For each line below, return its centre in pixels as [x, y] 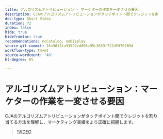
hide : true [16, 32]
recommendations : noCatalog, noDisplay [45, 41]
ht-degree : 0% [19, 60]
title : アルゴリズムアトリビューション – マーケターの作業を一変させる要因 [72, 10]
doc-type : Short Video [28, 19]
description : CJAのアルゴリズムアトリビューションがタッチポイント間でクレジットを [80, 14]
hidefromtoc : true [24, 37]
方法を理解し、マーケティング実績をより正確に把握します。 [77, 122]
